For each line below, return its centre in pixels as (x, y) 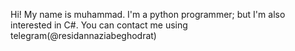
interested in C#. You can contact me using (99, 25)
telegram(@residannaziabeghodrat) (83, 35)
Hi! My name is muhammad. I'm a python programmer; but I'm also (148, 14)
